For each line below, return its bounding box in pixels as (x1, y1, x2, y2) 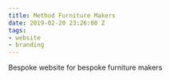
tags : (8, 26, 26, 34)
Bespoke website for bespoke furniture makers (8, 63, 163, 72)
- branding (8, 41, 45, 49)
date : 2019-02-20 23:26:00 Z (8, 19, 105, 27)
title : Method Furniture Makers (8, 11, 116, 20)
